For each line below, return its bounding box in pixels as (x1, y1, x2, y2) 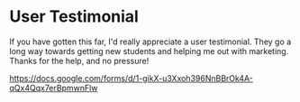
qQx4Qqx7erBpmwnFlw (9, 82, 98, 93)
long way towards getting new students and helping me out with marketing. (9, 45, 289, 56)
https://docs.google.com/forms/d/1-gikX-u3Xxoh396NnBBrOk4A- (9, 72, 254, 83)
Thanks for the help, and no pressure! (9, 55, 150, 66)
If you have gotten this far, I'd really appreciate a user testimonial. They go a (9, 36, 292, 47)
